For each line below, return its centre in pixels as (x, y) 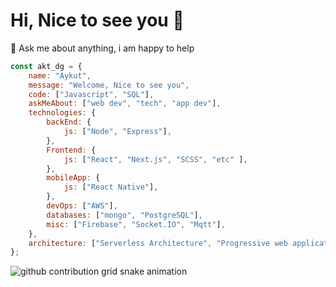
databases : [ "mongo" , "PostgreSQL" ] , (124, 215)
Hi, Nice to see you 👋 (97, 20)
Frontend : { (71, 150)
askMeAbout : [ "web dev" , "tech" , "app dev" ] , (125, 104)
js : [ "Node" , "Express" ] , (117, 132)
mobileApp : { (73, 178)
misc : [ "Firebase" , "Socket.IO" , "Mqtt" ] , (136, 224)
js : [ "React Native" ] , (111, 187)
